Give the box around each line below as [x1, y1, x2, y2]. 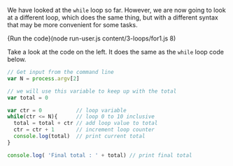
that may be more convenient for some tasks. [7, 21, 138, 29]
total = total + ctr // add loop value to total [13, 120, 158, 127]
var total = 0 [7, 94, 49, 101]
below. [7, 55, 27, 63]
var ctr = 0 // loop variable [7, 107, 127, 114]
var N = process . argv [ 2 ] [7, 75, 80, 82]
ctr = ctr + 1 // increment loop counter [13, 126, 155, 133]
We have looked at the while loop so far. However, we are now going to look [7, 6, 226, 14]
